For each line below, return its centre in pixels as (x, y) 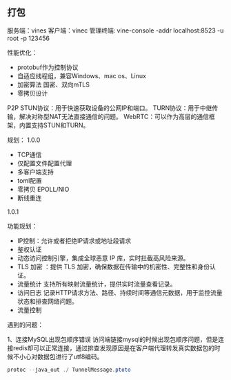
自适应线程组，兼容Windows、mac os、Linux (82, 75)
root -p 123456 (29, 38)
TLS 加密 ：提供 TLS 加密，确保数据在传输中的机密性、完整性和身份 (113, 266)
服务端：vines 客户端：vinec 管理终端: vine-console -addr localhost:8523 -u (115, 30)
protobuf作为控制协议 (48, 67)
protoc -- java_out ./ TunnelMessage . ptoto (69, 370)
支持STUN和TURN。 (60, 125)
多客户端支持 (35, 172)
